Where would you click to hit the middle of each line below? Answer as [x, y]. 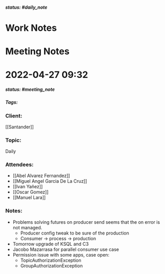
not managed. [27, 227]
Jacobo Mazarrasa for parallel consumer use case [66, 249]
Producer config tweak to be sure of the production [75, 233]
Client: [14, 115]
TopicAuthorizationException [51, 260]
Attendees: [19, 165]
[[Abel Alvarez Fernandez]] [41, 176]
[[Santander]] [20, 127]
